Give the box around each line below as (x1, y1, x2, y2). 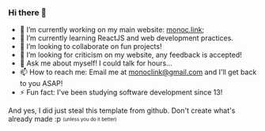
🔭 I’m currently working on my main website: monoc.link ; (19, 25, 205, 35)
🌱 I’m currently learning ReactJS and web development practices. (19, 33, 233, 43)
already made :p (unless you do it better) (8, 114, 117, 124)
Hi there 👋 (8, 7, 47, 18)
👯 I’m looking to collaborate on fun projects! (19, 42, 162, 51)
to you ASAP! (19, 79, 63, 88)
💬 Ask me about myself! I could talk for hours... (19, 58, 172, 68)
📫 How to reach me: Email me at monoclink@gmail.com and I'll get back (19, 67, 257, 77)
